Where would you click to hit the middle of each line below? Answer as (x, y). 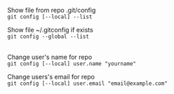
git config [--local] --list (50, 17)
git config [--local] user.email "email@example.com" (88, 83)
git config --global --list (48, 36)
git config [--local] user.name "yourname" (72, 64)
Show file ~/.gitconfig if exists (50, 30)
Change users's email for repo (51, 77)
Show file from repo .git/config (52, 10)
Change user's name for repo (50, 57)
